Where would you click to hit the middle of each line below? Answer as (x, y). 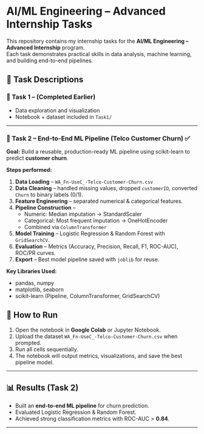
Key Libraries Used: (32, 271)
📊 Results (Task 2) (42, 388)
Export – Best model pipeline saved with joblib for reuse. (87, 259)
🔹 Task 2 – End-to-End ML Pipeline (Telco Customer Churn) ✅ (98, 138)
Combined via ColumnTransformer (66, 227)
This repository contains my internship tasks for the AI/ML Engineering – (97, 41)
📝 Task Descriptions (45, 80)
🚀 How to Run (32, 315)
